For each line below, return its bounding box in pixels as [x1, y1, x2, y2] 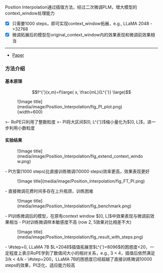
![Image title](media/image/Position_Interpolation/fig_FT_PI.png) [17, 178, 145, 184]
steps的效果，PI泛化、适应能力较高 [5, 262, 75, 268]
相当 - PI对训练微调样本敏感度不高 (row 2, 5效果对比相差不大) [9, 219, 132, 225]
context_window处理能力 [5, 10, 55, 16]
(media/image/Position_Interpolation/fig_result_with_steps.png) [17, 234, 144, 240]
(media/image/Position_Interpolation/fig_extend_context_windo [17, 154, 143, 159]
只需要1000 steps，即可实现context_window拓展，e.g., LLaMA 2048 [12, 21, 149, 26]
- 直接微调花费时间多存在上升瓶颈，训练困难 [5, 188, 94, 194]
